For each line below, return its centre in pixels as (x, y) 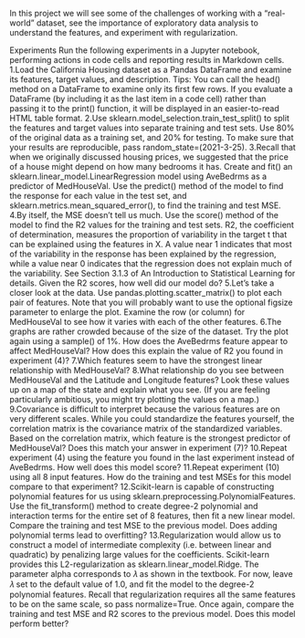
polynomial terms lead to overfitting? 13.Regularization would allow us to (145, 535)
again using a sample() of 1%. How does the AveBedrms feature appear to (149, 341)
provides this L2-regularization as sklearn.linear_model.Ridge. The (134, 564)
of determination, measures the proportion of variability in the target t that (148, 235)
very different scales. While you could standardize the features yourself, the (152, 418)
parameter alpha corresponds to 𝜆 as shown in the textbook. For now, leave (152, 574)
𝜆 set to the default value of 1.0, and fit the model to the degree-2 (132, 584)
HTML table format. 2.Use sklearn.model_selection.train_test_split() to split (149, 118)
